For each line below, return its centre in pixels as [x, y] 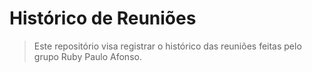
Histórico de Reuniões [103, 18]
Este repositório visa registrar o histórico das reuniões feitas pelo [167, 46]
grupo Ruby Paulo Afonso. [87, 56]
